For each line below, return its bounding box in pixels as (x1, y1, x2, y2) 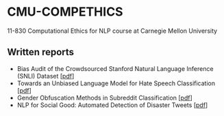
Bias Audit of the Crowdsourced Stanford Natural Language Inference (16, 64, 214, 72)
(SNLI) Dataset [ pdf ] (16, 72, 75, 80)
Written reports (7, 46, 74, 58)
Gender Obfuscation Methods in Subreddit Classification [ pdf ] (16, 93, 193, 102)
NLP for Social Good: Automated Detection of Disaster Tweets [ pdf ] (16, 100, 208, 109)
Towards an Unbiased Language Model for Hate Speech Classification (16, 79, 216, 87)
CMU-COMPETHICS (7, 4, 123, 20)
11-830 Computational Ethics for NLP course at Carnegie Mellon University (7, 27, 218, 35)
